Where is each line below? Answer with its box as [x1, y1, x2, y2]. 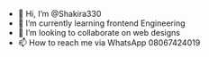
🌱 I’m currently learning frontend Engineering [17, 18, 186, 28]
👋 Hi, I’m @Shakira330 [17, 9, 102, 19]
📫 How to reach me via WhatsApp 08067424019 [17, 37, 201, 48]
